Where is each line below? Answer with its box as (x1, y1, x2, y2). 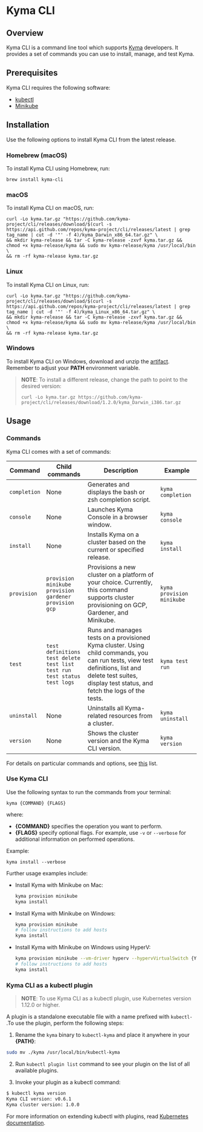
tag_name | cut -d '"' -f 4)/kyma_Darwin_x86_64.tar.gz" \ (6, 232, 158, 238)
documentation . (6, 1119, 46, 1126)
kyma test (159, 658, 188, 664)
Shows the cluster (87, 729, 139, 737)
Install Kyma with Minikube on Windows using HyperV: (14, 944, 151, 951)
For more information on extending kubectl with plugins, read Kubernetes (6, 1113, 188, 1120)
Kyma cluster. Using (87, 641, 145, 649)
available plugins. (14, 1066, 59, 1074)
